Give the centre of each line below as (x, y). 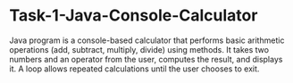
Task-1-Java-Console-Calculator (134, 16)
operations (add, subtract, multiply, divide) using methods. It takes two (139, 49)
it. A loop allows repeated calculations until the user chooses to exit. (134, 69)
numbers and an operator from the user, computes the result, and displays (146, 59)
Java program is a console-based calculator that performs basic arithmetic (147, 40)
